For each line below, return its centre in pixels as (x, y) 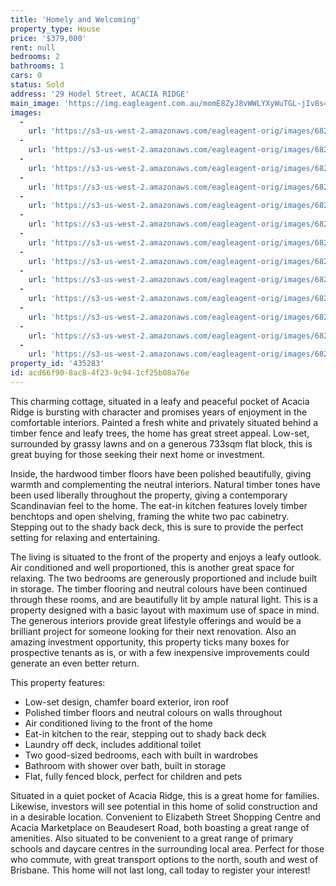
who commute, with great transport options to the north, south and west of (164, 859)
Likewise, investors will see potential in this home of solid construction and (164, 806)
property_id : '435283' (57, 364)
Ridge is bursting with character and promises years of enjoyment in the (159, 412)
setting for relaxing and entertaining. (85, 537)
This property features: (58, 682)
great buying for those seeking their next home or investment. (138, 454)
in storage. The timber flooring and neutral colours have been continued (159, 588)
